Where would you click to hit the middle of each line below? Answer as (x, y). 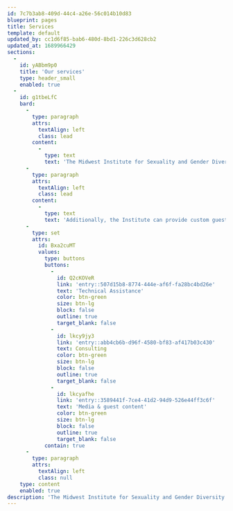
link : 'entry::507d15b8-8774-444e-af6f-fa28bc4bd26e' (136, 284)
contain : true (64, 445)
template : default (34, 33)
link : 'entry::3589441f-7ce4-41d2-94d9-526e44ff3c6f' (136, 400)
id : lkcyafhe (76, 394)
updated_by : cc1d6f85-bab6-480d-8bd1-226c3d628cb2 (82, 40)
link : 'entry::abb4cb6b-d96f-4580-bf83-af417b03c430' (136, 343)
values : (49, 252)
